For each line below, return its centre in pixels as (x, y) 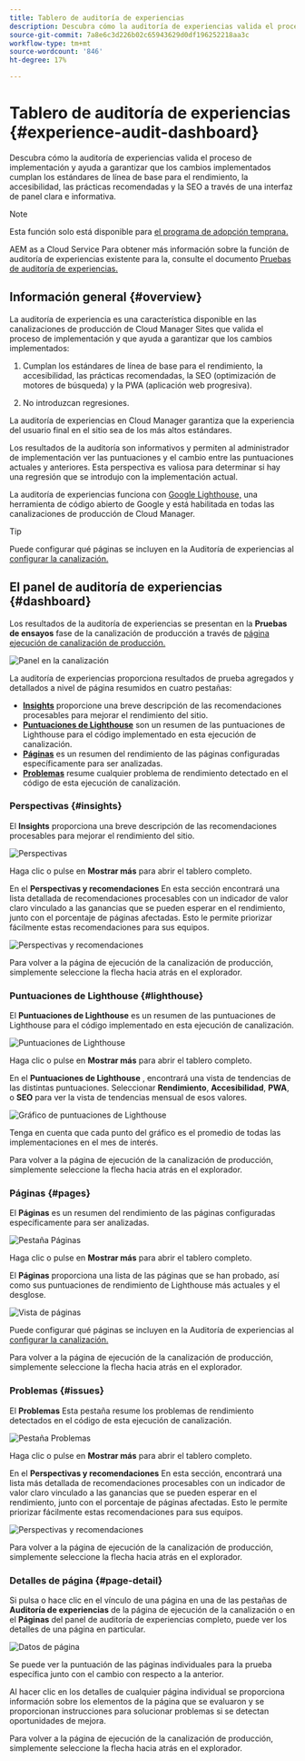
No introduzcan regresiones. (76, 402)
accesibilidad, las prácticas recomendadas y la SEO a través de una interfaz (151, 187)
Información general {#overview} (106, 297)
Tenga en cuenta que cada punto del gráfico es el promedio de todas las (145, 1133)
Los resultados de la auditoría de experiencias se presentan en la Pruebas (148, 623)
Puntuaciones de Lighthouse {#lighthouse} (107, 996)
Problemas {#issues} (57, 1391)
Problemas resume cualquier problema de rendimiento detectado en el (155, 773)
